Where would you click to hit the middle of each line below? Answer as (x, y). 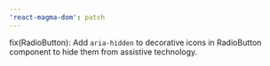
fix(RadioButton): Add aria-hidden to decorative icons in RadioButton (135, 42)
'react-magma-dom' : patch (57, 17)
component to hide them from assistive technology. (103, 51)
